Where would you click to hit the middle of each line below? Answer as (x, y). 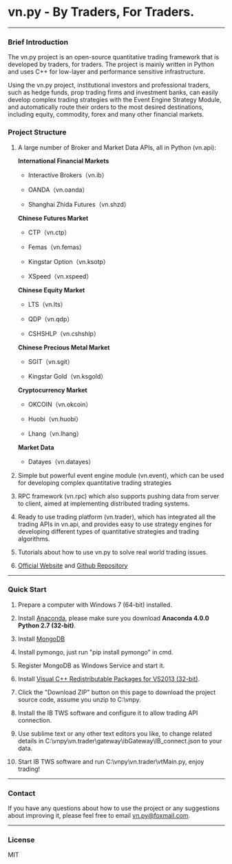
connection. (35, 720)
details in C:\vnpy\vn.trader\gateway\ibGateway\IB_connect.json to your (120, 741)
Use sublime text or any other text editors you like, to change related (115, 733)
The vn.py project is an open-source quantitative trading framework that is (114, 57)
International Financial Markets (63, 161)
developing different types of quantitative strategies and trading (108, 531)
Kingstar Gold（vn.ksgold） (67, 376)
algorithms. (34, 539)
